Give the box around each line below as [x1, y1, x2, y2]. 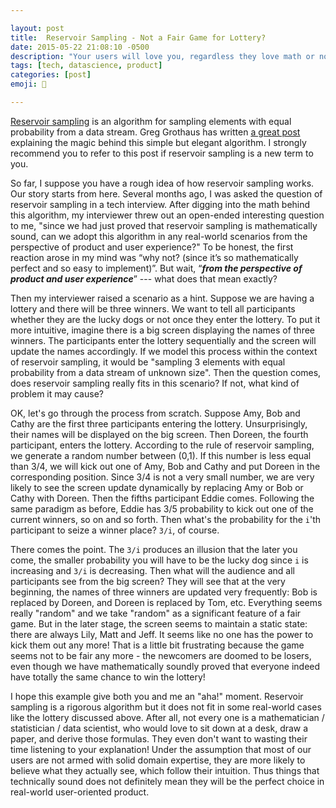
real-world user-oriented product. [10, 786, 150, 798]
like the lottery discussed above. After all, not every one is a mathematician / [10, 711, 325, 723]
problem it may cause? [10, 387, 104, 400]
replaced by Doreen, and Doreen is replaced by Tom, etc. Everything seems [10, 596, 323, 608]
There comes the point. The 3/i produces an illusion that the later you [10, 543, 298, 555]
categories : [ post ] [10, 70, 92, 80]
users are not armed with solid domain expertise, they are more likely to [10, 754, 306, 766]
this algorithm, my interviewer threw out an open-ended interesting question [10, 209, 325, 221]
